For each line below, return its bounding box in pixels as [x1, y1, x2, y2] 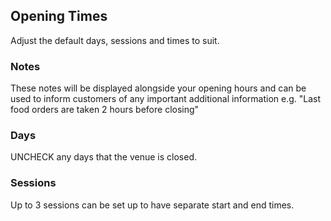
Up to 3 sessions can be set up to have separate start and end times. [10, 199, 295, 211]
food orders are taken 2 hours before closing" [10, 104, 200, 116]
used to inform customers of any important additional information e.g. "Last [10, 93, 322, 105]
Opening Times [10, 8, 108, 25]
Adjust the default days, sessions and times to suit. [10, 34, 220, 46]
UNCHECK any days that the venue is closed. [10, 151, 197, 163]
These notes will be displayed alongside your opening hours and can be [10, 82, 307, 94]
